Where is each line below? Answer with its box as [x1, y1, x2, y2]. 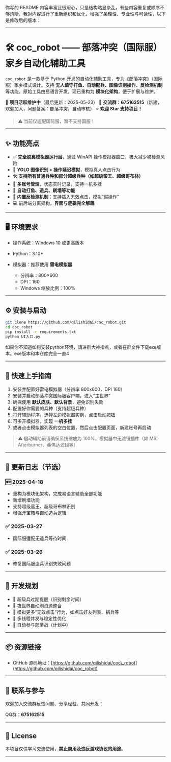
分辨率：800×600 [20, 272, 59, 278]
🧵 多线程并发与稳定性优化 [12, 615, 66, 622]
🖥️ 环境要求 [5, 223, 38, 231]
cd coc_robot [5, 325, 33, 330]
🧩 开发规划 [5, 582, 38, 590]
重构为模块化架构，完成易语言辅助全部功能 [12, 491, 102, 497]
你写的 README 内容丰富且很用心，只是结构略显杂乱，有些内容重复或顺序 [5, 5, 160, 10]
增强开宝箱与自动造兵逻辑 [12, 510, 67, 516]
